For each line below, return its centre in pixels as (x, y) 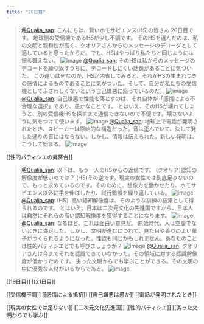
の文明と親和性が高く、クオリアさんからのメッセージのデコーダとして (109, 45)
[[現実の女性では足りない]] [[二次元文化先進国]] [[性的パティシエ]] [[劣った (100, 307)
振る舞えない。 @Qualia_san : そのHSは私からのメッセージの (108, 60)
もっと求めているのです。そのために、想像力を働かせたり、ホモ (111, 185)
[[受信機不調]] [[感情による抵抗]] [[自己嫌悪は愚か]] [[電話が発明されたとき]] (101, 294)
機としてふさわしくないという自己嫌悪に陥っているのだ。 (93, 91)
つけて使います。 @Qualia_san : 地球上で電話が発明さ (120, 121)
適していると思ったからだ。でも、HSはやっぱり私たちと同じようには (107, 53)
